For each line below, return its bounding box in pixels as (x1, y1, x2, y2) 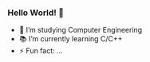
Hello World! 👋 (7, 7, 65, 18)
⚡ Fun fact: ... (18, 46, 63, 56)
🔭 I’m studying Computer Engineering (18, 25, 143, 35)
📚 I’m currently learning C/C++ (18, 34, 123, 44)
